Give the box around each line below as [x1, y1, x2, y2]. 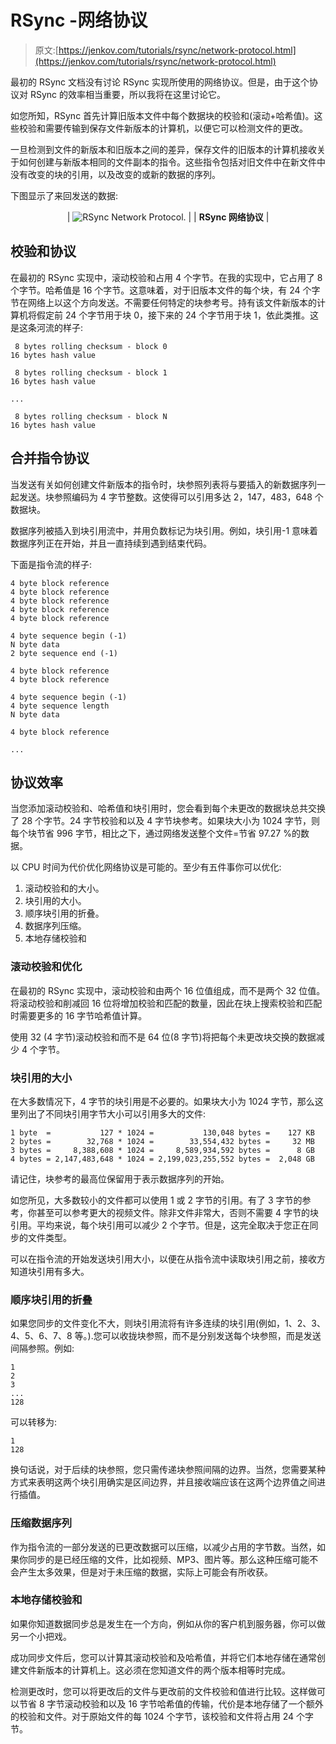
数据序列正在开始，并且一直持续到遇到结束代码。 [10, 537, 212, 549]
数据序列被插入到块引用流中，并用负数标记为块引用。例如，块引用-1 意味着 [10, 524, 319, 536]
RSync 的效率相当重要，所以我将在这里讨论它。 [29, 88, 227, 100]
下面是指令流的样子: [10, 558, 93, 570]
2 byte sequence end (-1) [10, 648, 118, 658]
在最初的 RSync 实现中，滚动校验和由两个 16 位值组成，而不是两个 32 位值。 [10, 984, 326, 996]
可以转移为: [10, 1416, 58, 1428]
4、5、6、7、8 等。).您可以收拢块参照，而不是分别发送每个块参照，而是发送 [10, 1330, 322, 1342]
